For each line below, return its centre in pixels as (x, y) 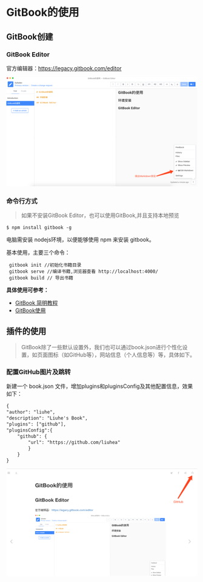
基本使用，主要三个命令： (38, 253)
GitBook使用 (30, 310)
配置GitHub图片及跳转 (38, 372)
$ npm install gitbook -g (39, 228)
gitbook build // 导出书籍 (41, 278)
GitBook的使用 (43, 12)
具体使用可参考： (28, 290)
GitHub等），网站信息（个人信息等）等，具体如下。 (132, 355)
